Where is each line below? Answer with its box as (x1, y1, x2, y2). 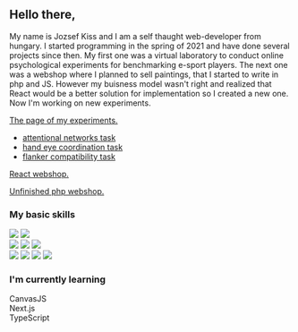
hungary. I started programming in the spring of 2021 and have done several (9, 40, 290, 51)
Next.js (9, 303, 36, 314)
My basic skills (9, 208, 76, 220)
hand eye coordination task (21, 141, 123, 152)
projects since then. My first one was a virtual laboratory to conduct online (9, 49, 285, 61)
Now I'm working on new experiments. (9, 98, 151, 108)
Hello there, (9, 7, 76, 22)
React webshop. (9, 168, 70, 179)
